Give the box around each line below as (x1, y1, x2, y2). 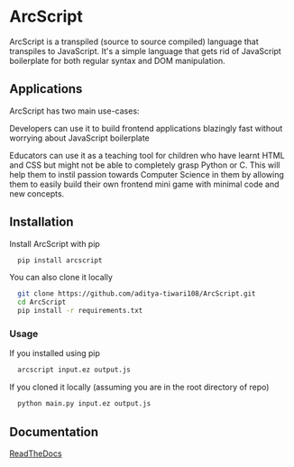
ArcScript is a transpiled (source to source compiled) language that (9, 36, 259, 47)
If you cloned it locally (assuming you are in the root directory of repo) (9, 381, 270, 393)
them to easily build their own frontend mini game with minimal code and (9, 179, 280, 189)
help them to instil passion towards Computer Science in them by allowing (9, 169, 284, 179)
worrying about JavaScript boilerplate (9, 133, 151, 143)
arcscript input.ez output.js (17, 365, 131, 375)
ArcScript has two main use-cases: (9, 105, 140, 116)
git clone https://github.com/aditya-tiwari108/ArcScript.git (17, 289, 256, 298)
